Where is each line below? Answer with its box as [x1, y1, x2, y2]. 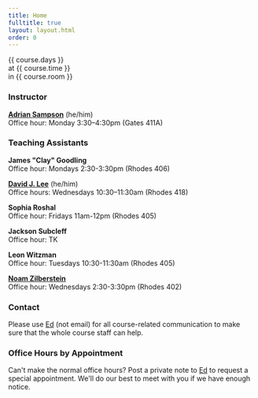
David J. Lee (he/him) [8, 179, 79, 188]
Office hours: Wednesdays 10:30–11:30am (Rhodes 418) [8, 187, 189, 197]
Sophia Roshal [8, 203, 57, 212]
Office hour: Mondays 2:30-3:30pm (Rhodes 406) [8, 163, 171, 173]
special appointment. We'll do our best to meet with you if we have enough [8, 374, 251, 383]
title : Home [8, 11, 47, 20]
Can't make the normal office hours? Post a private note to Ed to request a [8, 366, 249, 375]
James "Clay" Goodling [8, 155, 87, 165]
